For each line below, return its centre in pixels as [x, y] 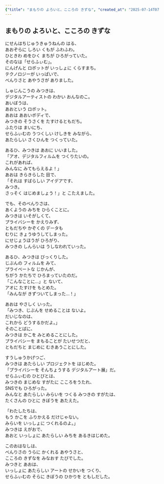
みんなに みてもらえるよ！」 [33, 169]
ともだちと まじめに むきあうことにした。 [47, 347]
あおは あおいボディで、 [29, 115]
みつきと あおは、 [23, 464]
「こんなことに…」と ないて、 [35, 282]
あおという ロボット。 [27, 109]
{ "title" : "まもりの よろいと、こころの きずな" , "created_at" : [66, 10]
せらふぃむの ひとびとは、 [31, 376]
